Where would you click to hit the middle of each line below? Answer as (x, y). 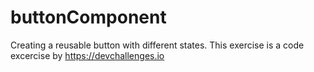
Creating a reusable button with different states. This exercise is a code (157, 45)
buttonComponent (88, 17)
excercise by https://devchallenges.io (87, 55)
